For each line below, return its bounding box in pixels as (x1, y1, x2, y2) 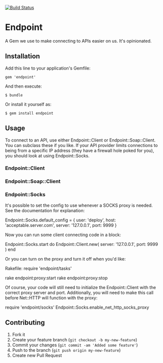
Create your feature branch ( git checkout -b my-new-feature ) (12, 337, 138, 342)
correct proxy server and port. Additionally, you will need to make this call (5, 290, 154, 295)
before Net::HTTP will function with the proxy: (5, 294, 98, 301)
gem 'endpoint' (5, 74, 36, 79)
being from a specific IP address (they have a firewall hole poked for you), (5, 147, 154, 153)
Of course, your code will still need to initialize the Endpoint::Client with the (5, 284, 156, 290)
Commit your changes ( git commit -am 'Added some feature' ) (12, 342, 138, 348)
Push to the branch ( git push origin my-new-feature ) (12, 347, 121, 353)
